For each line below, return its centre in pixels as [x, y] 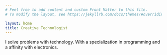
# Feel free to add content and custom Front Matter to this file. [77, 10]
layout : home [19, 23]
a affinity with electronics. [32, 47]
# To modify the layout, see [35, 14]
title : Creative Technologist [37, 28]
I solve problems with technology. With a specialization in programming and [83, 42]
